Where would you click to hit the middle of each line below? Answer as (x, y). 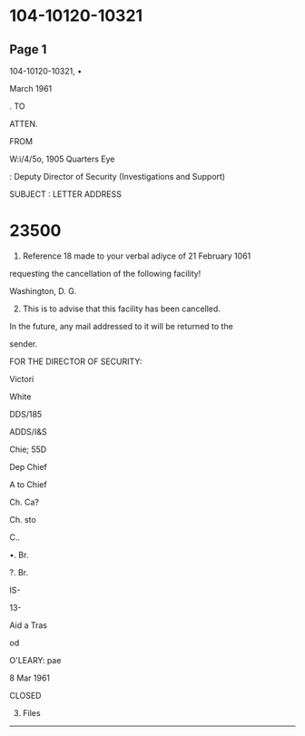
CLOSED (25, 695)
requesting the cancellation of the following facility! (105, 273)
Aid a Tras (29, 625)
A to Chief (28, 484)
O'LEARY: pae (35, 660)
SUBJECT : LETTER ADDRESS (66, 194)
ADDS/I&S (28, 431)
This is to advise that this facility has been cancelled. (121, 309)
